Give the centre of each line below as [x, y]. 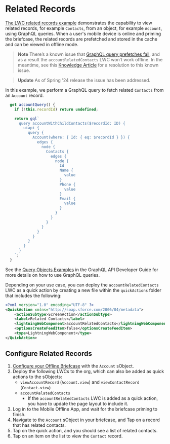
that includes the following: [33, 295]
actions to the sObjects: [37, 377]
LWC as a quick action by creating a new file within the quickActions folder [83, 290]
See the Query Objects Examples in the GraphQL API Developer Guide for [82, 270]
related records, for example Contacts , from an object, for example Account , [84, 28]
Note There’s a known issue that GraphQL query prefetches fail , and [89, 54]
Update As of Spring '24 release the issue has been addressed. [84, 80]
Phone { [68, 184]
